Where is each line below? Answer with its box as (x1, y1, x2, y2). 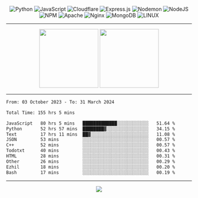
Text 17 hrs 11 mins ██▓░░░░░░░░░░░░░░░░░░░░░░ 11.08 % (6, 131, 176, 137)
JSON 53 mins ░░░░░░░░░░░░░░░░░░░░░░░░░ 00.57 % (6, 137, 176, 143)
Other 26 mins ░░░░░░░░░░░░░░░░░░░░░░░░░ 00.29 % (6, 159, 176, 165)
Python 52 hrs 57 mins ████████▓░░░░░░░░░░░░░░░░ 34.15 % (6, 126, 176, 132)
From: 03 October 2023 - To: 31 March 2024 (6, 99, 115, 105)
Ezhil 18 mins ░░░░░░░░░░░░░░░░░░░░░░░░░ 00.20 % (6, 164, 176, 170)
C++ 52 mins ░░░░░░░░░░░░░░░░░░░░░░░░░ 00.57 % (6, 142, 176, 148)
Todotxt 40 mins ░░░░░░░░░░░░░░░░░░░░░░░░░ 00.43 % (6, 147, 176, 154)
